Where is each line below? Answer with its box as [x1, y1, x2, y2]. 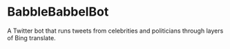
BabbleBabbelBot [7, 4, 109, 20]
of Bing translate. [7, 33, 57, 42]
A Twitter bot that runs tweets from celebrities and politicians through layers [7, 27, 224, 35]
